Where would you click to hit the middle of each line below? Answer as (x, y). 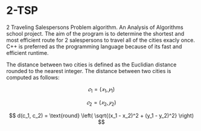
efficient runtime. (27, 53)
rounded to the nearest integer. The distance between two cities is (89, 71)
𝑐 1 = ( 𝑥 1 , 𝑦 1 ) (101, 90)
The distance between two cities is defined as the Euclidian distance (91, 65)
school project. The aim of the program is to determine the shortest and (95, 33)
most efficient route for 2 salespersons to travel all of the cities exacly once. (101, 40)
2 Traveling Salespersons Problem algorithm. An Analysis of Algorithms (95, 27)
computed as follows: (33, 77)
